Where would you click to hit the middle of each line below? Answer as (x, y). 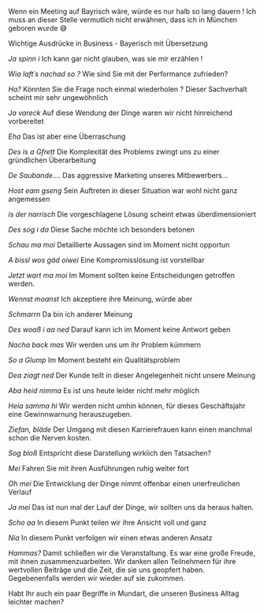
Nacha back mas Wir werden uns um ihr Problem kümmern (105, 345)
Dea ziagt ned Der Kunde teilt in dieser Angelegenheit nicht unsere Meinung (132, 375)
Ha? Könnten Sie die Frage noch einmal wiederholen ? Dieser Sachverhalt (128, 89)
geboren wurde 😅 (38, 28)
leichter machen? (36, 602)
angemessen (29, 199)
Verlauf (20, 492)
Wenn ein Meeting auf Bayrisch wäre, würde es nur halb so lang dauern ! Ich (132, 11)
